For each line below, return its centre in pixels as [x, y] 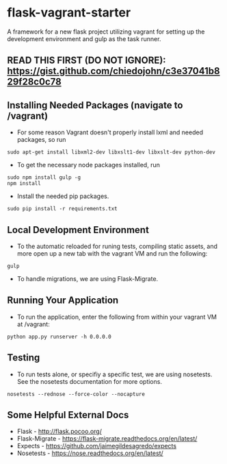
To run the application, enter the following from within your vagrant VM [117, 317]
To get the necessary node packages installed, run [89, 165]
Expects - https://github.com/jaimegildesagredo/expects [96, 446]
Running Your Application [63, 301]
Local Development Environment [78, 230]
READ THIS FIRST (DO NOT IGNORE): [86, 61]
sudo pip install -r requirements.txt [62, 209]
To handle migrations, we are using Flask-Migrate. [88, 278]
